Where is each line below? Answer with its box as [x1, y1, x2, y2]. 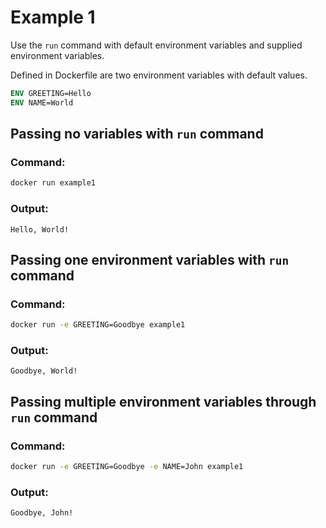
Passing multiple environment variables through [10, 393, 317, 410]
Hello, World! [10, 224, 70, 235]
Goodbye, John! [10, 508, 74, 518]
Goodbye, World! [10, 366, 78, 376]
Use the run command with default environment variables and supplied [10, 39, 303, 51]
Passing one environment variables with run [10, 251, 290, 268]
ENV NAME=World [10, 97, 74, 108]
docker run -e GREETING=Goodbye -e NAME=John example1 [10, 462, 244, 472]
